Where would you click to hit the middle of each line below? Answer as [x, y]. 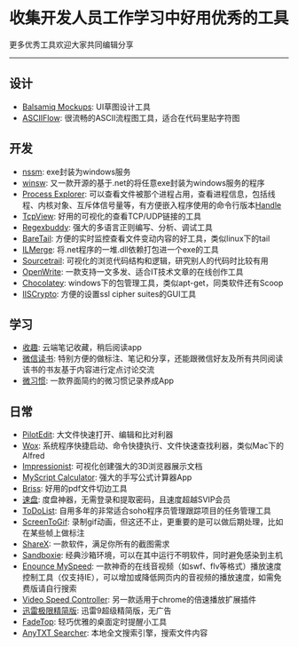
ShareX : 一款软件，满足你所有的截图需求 [96, 544]
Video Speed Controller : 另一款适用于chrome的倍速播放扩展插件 [139, 600]
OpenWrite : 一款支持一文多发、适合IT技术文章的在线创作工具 [133, 271]
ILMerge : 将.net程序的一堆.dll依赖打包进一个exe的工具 [120, 249]
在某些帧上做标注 [53, 533]
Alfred [33, 456]
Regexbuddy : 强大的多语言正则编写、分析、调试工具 [117, 227]
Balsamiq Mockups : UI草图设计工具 [86, 107]
